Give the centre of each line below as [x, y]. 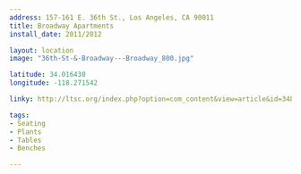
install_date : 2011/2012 [56, 34]
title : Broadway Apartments [62, 26]
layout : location [42, 50]
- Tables [26, 140]
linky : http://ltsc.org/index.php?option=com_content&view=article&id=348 [152, 99]
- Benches [28, 148]
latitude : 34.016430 [48, 75]
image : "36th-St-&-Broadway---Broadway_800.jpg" [102, 59]
